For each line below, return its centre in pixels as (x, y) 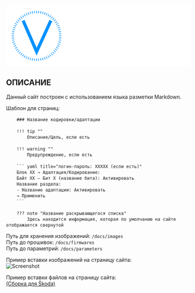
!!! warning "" (35, 149)
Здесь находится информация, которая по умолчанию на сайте (102, 219)
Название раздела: (39, 184)
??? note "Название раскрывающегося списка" (72, 213)
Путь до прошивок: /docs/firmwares (50, 242)
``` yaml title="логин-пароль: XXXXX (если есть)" (79, 166)
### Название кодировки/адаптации (58, 120)
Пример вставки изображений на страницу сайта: (69, 260)
